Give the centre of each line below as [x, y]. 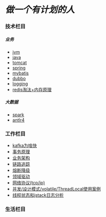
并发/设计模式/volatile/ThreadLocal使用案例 [56, 189]
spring [19, 68]
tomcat [20, 63]
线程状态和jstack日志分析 [38, 195]
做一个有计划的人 [40, 10]
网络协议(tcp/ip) [29, 183]
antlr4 [18, 120]
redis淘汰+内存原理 [32, 90]
